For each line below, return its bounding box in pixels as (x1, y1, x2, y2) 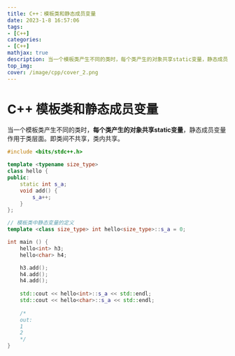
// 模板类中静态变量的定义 (7, 219, 75, 226)
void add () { (20, 187, 58, 194)
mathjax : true (7, 50, 49, 57)
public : (7, 174, 30, 182)
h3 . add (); (20, 264, 49, 271)
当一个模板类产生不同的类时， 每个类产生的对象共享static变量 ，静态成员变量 (7, 125, 227, 134)
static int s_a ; (20, 180, 68, 188)
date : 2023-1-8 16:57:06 (7, 17, 80, 24)
